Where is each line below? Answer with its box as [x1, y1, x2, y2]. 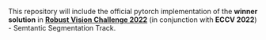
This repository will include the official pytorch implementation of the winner [8, 7, 258, 16]
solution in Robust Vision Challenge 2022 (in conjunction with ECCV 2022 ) [8, 15, 257, 24]
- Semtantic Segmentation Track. [8, 24, 116, 32]
